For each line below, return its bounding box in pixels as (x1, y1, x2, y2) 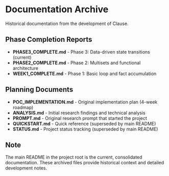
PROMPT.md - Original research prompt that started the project (12, 115, 147, 121)
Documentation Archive (5, 4, 109, 15)
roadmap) (12, 104, 34, 110)
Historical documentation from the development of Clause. (5, 20, 129, 27)
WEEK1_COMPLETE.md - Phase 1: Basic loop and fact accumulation (12, 70, 157, 77)
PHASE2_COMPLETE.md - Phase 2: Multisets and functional (12, 60, 141, 66)
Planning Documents (5, 85, 74, 94)
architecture (12, 65, 39, 71)
